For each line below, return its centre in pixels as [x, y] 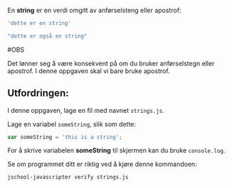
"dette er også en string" [47, 36]
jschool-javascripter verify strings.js [68, 177]
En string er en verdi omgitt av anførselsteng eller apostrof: [94, 10]
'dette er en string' [39, 23]
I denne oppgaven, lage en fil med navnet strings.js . [86, 110]
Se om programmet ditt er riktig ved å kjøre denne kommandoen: [102, 164]
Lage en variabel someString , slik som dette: [72, 124]
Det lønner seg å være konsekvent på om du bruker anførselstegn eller [111, 63]
